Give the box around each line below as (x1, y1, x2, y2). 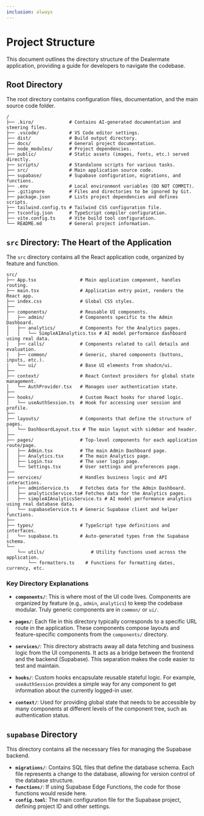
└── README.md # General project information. (6, 221, 151, 227)
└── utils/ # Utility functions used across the (17, 549, 187, 556)
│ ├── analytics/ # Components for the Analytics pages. (6, 325, 181, 331)
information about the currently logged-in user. (15, 687, 133, 694)
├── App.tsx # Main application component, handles (6, 277, 181, 284)
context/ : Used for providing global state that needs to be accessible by (15, 699, 196, 706)
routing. (6, 282, 29, 288)
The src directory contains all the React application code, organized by (6, 254, 185, 261)
